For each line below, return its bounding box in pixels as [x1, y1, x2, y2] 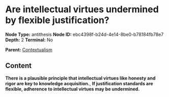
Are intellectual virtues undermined [5, 4, 159, 15]
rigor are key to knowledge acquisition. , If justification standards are [5, 80, 154, 86]
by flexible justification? [5, 14, 109, 26]
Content [5, 61, 32, 70]
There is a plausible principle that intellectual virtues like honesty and [5, 75, 156, 81]
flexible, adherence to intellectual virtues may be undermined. [5, 86, 140, 92]
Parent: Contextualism [5, 46, 52, 53]
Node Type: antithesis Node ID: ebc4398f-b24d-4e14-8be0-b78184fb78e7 [5, 31, 164, 37]
